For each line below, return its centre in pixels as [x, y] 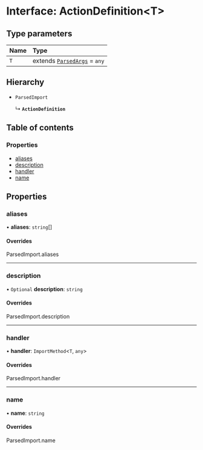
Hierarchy [25, 82]
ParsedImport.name [31, 440]
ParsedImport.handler [34, 378]
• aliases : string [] [29, 227]
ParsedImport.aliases [33, 254]
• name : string [25, 413]
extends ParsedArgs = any [68, 61]
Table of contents [40, 128]
